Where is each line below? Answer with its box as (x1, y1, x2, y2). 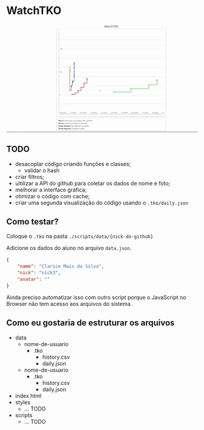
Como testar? (6, 217, 59, 227)
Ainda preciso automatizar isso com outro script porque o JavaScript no (6, 293, 186, 301)
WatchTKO (6, 4, 62, 18)
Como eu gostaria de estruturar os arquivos (6, 317, 175, 328)
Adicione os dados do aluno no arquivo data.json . (6, 244, 132, 252)
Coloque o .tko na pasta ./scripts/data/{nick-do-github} (6, 232, 154, 240)
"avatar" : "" (17, 276, 50, 283)
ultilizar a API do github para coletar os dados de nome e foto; (15, 179, 171, 187)
